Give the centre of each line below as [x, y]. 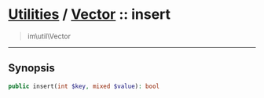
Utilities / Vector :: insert [90, 15]
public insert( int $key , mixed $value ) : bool [84, 86]
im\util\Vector [49, 36]
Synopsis [31, 68]
